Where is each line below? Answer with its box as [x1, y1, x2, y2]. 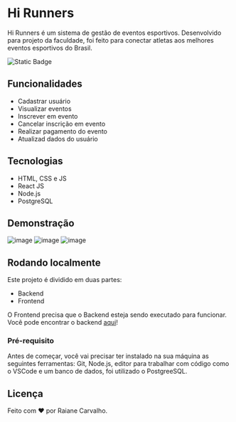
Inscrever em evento [17, 112, 78, 120]
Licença [7, 387, 44, 399]
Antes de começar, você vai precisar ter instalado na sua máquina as [7, 352, 210, 360]
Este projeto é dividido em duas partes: [7, 276, 122, 284]
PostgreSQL [17, 197, 53, 205]
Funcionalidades [7, 78, 83, 90]
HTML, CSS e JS [17, 174, 67, 183]
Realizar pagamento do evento [17, 126, 108, 136]
